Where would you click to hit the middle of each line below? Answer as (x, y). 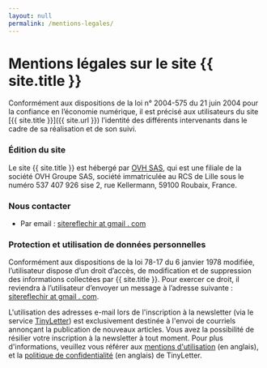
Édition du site (37, 150)
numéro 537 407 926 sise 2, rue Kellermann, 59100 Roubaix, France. (123, 185)
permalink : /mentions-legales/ (61, 24)
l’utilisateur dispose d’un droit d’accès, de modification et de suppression (130, 271)
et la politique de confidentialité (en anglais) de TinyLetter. (105, 355)
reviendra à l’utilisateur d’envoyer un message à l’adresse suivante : (121, 288)
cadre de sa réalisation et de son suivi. (73, 129)
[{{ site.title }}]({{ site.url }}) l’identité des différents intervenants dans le (128, 120)
